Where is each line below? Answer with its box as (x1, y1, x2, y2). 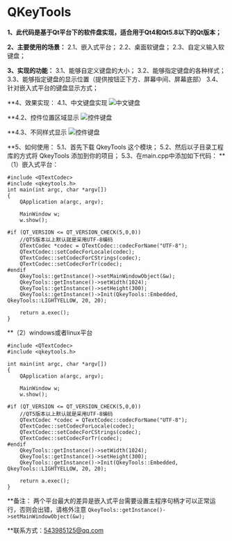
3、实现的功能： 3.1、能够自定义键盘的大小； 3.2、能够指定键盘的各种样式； (7, 66, 226, 74)
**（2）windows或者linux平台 (7, 328, 93, 337)
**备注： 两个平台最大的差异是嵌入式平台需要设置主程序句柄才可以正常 (7, 496, 210, 505)
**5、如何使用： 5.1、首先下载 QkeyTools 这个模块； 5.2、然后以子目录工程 (7, 143, 224, 151)
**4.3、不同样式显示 (7, 128, 67, 136)
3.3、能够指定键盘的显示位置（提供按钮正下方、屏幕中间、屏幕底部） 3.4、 (7, 74, 222, 83)
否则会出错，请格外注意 (19, 505, 87, 513)
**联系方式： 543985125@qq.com (7, 526, 104, 534)
